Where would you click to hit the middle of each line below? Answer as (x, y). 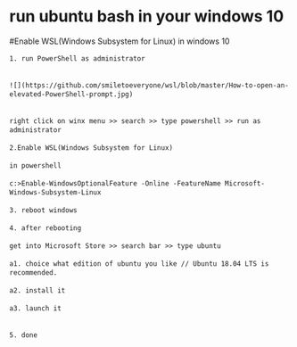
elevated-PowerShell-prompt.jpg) (71, 94)
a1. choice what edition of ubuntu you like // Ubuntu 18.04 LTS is (139, 264)
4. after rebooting (45, 228)
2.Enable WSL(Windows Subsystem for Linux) (91, 148)
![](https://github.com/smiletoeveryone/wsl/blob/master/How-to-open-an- (149, 85)
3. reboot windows (43, 210)
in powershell (36, 165)
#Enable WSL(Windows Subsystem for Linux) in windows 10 (120, 41)
